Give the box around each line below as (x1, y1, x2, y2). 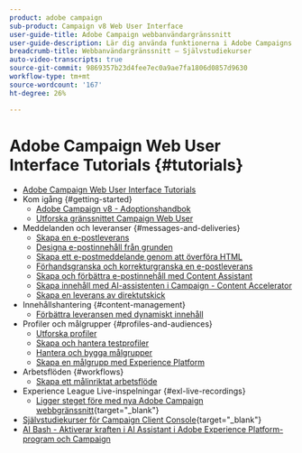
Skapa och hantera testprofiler (35, 337, 150, 348)
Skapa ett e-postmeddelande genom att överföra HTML (35, 252, 243, 263)
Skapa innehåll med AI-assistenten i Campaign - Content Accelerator (35, 281, 293, 291)
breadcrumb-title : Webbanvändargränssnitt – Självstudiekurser (9, 47, 252, 56)
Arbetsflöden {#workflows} (22, 366, 124, 377)
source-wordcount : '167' (9, 80, 103, 89)
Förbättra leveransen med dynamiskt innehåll (35, 309, 205, 320)
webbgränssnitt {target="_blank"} (35, 405, 160, 416)
